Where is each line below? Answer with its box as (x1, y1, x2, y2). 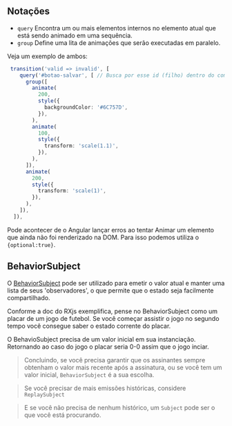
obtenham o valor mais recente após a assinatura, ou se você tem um (23, 363, 222, 371)
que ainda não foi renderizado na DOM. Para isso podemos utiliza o (7, 233, 199, 241)
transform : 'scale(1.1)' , (43, 142, 119, 149)
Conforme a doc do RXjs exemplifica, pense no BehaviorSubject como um (7, 307, 217, 315)
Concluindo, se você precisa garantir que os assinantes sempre (23, 355, 206, 364)
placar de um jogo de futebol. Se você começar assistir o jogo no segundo (7, 314, 220, 322)
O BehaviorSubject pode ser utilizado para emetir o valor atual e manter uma (7, 279, 225, 287)
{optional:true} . (7, 240, 56, 248)
